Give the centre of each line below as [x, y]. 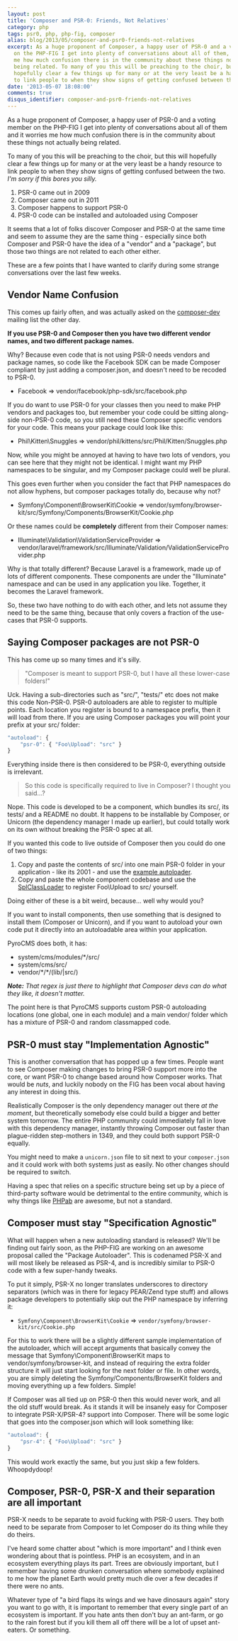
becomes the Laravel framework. [56, 591]
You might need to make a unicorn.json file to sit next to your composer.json [119, 1157]
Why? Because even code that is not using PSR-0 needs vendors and [109, 355]
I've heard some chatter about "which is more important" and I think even [114, 1548]
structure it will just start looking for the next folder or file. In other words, [114, 1370]
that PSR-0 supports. [57, 620]
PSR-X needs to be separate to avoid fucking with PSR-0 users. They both [116, 1520]
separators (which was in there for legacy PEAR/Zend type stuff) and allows [118, 1291]
